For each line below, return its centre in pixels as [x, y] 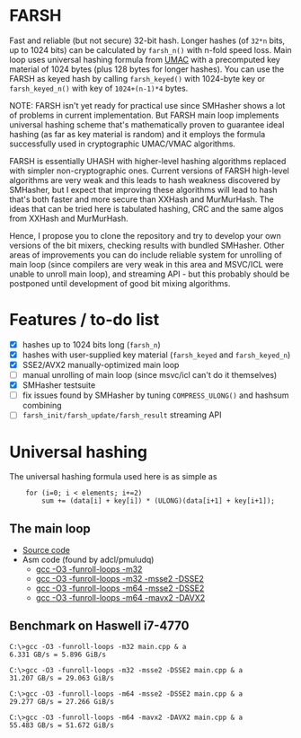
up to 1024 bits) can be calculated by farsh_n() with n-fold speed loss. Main [150, 49]
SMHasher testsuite [59, 385]
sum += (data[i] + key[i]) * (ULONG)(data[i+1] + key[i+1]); [159, 501]
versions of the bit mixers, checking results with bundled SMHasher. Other [147, 245]
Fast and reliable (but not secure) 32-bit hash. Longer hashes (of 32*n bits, [147, 40]
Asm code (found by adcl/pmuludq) [88, 560]
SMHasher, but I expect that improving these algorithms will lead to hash [143, 189]
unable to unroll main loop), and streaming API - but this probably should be [150, 274]
